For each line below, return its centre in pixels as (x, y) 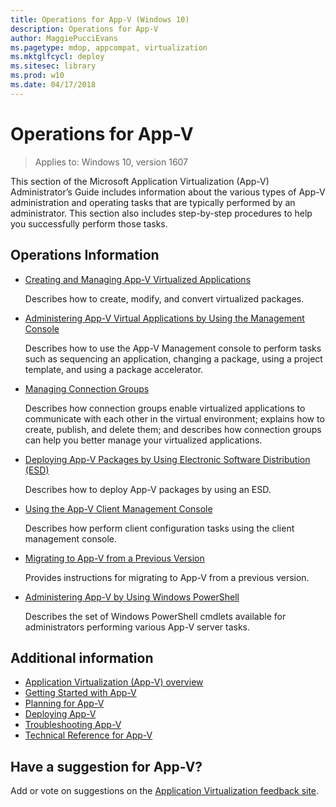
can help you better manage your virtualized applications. (143, 440)
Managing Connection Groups (87, 388)
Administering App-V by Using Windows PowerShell (132, 597)
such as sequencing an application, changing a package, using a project (173, 358)
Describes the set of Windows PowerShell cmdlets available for (155, 616)
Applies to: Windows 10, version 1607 (111, 162)
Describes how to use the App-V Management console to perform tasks (173, 348)
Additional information (82, 657)
